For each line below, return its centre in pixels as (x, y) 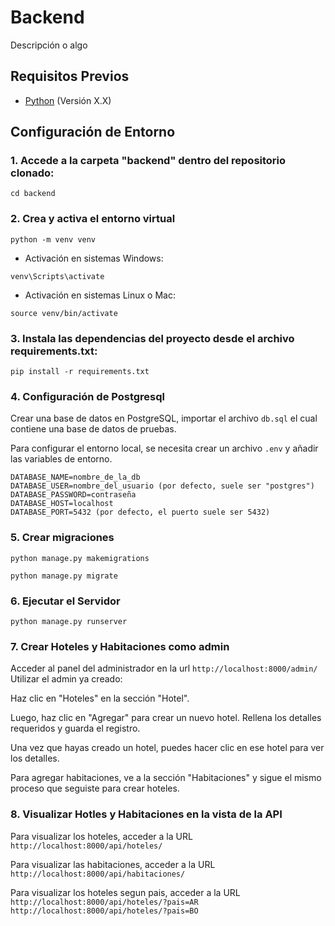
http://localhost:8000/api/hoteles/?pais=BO (104, 911)
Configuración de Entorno (93, 132)
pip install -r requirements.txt (80, 372)
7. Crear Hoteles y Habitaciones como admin (120, 646)
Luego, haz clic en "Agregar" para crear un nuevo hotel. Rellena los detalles (166, 718)
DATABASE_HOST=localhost (62, 504)
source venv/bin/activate (64, 313)
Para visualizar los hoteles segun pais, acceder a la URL (125, 892)
